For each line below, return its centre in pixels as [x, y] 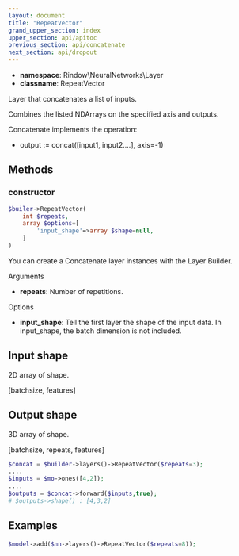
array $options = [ [51, 224]
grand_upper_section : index [55, 30]
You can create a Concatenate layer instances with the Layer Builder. [120, 261]
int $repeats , [46, 216]
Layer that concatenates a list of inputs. [72, 99]
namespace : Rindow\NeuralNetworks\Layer [91, 75]
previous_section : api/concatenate [67, 45]
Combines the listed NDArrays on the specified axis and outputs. [114, 114]
